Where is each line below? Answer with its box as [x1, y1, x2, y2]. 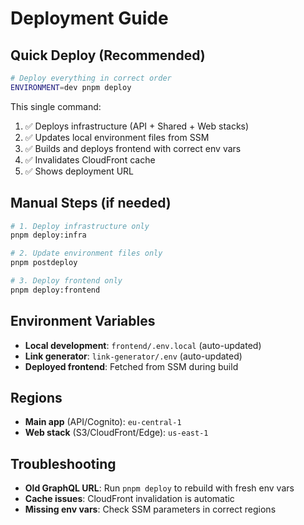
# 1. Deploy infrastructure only [10, 221, 150, 231]
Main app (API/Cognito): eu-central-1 [24, 416, 182, 428]
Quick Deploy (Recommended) [10, 47, 206, 64]
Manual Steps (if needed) [10, 195, 172, 212]
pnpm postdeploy [10, 258, 78, 268]
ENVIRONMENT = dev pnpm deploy [10, 82, 132, 92]
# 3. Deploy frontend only [10, 276, 123, 286]
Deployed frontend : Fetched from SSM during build [24, 360, 239, 372]
